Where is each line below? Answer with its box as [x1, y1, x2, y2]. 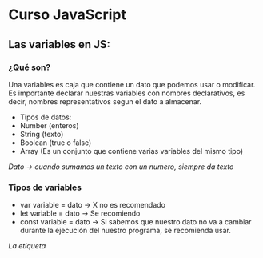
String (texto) [19, 129, 64, 139]
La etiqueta [8, 241, 46, 251]
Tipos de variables [8, 182, 82, 193]
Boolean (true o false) [19, 138, 92, 147]
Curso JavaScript [8, 6, 126, 24]
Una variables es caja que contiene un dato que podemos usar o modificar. [8, 79, 256, 89]
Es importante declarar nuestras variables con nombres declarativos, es [8, 88, 245, 98]
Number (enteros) [19, 120, 79, 130]
